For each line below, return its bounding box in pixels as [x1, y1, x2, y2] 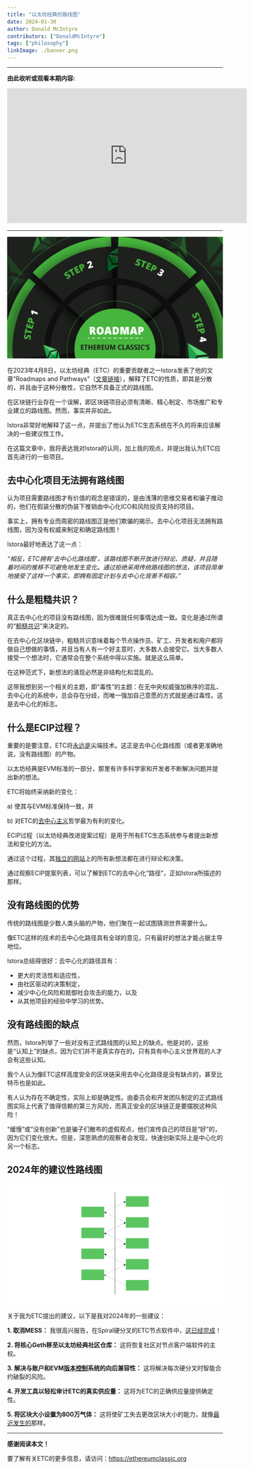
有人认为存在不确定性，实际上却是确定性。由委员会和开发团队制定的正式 [7, 1093, 211, 1101]
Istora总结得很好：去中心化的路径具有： [7, 956, 120, 965]
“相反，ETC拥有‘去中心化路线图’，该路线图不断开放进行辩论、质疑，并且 [7, 555, 212, 563]
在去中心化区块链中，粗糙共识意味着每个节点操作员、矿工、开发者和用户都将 [7, 637, 223, 645]
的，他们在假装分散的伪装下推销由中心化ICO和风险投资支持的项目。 [7, 502, 198, 510]
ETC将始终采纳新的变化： [7, 787, 79, 795]
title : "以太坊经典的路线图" [7, 11, 81, 18]
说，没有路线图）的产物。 [7, 750, 79, 758]
